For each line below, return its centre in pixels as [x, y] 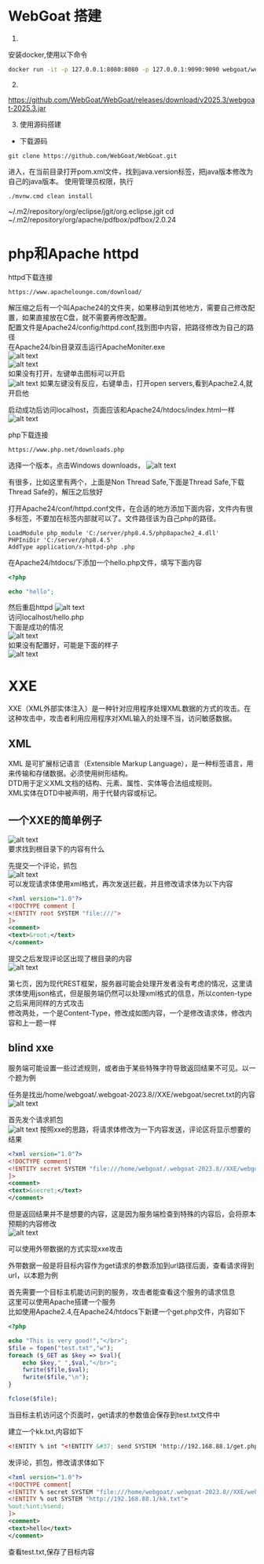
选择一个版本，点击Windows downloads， [77, 465]
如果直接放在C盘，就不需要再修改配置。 [86, 317]
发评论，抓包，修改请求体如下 [56, 1462]
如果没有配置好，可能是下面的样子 [63, 645]
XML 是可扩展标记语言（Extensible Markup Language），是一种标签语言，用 [131, 764]
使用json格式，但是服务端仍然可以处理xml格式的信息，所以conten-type [137, 993]
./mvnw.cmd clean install [50, 196]
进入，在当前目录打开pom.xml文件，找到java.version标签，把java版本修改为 [131, 171]
